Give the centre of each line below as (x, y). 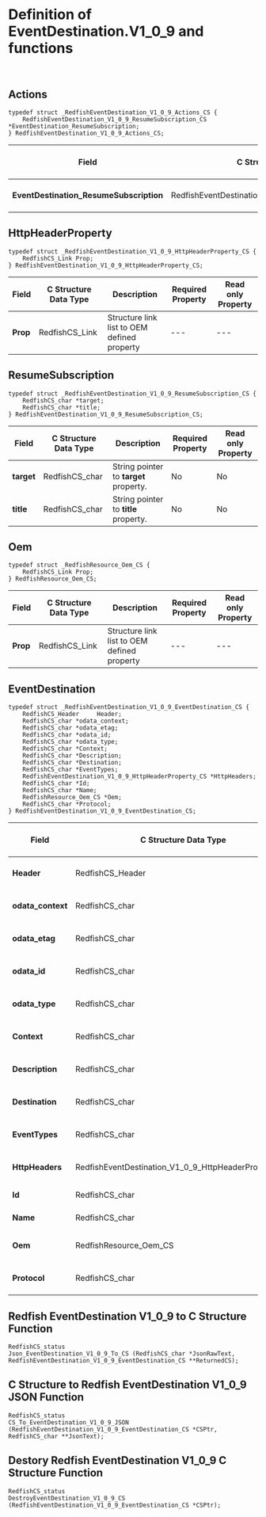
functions (41, 48)
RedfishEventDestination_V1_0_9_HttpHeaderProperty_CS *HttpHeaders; (140, 777)
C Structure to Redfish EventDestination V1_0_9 (127, 1385)
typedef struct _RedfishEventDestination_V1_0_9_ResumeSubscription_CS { (133, 394)
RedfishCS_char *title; (62, 407)
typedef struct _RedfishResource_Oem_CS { (79, 565)
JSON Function (46, 1397)
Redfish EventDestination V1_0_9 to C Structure (127, 1316)
